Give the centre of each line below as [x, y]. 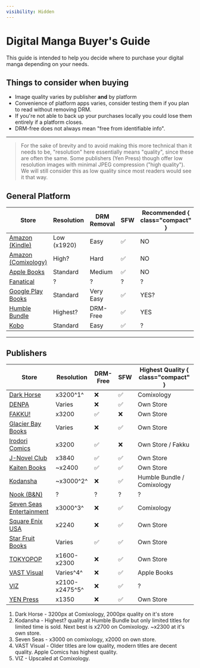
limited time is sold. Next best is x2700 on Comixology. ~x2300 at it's [100, 627]
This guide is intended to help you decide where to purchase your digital [95, 58]
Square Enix [26, 521]
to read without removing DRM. [53, 110]
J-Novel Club [28, 458]
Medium [101, 272]
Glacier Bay [25, 424]
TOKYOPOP [26, 559]
